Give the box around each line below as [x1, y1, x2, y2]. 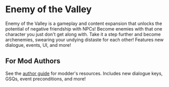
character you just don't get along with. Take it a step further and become [5, 31, 161, 37]
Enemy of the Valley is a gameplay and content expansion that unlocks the [5, 20, 162, 26]
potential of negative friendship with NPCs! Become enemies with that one [5, 25, 162, 32]
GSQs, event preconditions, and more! [5, 75, 86, 82]
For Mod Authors [5, 57, 60, 66]
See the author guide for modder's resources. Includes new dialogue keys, [5, 70, 163, 76]
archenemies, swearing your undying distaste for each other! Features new [5, 37, 164, 43]
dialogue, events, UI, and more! [5, 42, 72, 48]
